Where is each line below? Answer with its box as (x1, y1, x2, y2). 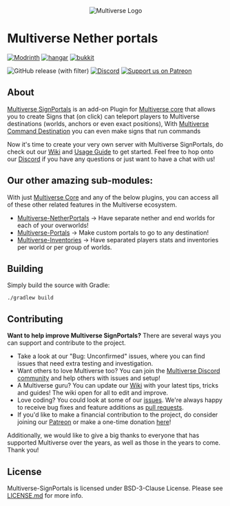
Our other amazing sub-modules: (7, 175, 154, 187)
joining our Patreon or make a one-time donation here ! (17, 418, 171, 426)
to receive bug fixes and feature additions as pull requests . (17, 403, 184, 412)
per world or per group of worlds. (17, 243, 112, 251)
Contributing (7, 313, 63, 325)
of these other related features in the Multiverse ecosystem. (7, 200, 178, 209)
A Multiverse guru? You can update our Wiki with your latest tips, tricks (17, 381, 219, 390)
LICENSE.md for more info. (7, 492, 84, 499)
